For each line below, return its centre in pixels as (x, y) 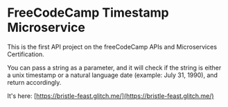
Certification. (26, 54)
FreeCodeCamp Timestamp (88, 13)
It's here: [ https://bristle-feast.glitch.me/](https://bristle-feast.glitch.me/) (111, 96)
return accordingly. (34, 82)
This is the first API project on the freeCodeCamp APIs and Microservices (112, 47)
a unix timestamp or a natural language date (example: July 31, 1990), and (113, 75)
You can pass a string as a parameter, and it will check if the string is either (114, 67)
